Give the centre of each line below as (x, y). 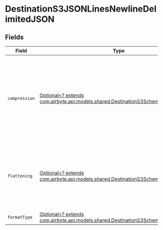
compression (21, 98)
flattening (20, 176)
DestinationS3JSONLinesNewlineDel (81, 9)
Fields (15, 37)
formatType (20, 217)
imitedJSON (30, 19)
